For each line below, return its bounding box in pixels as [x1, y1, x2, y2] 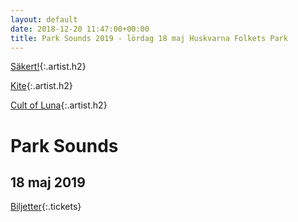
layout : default [10, 14, 78, 25]
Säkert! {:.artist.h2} [10, 61, 87, 73]
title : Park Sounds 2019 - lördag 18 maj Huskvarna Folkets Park [10, 33, 288, 43]
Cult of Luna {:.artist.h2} [10, 99, 108, 111]
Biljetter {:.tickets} [10, 201, 82, 213]
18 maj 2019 [10, 174, 86, 191]
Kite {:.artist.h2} [10, 80, 73, 92]
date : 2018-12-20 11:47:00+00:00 [10, 24, 150, 34]
